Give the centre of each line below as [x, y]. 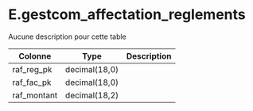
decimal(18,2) [92, 95]
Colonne [35, 55]
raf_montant [35, 95]
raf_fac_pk [32, 82]
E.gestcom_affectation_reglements [127, 15]
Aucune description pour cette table [68, 36]
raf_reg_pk [32, 69]
